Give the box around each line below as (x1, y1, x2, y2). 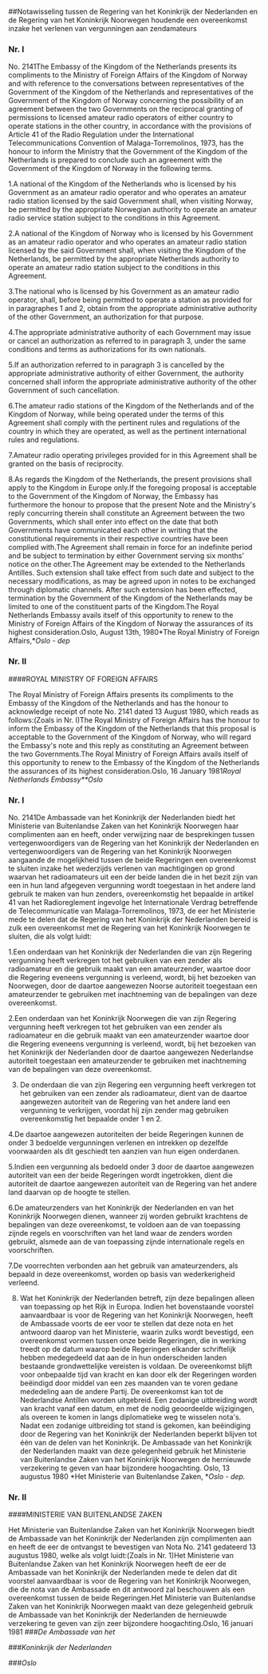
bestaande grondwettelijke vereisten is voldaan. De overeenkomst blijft (19, 1361, 253, 1370)
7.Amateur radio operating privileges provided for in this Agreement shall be (8, 451, 258, 460)
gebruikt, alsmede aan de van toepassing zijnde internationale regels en (8, 1237, 245, 1246)
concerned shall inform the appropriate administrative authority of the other (8, 377, 257, 387)
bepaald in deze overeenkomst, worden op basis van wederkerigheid (8, 1269, 235, 1278)
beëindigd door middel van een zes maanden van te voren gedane (19, 1378, 238, 1388)
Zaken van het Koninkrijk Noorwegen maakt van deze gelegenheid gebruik (8, 1602, 254, 1612)
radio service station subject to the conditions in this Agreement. (8, 213, 221, 223)
